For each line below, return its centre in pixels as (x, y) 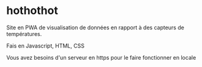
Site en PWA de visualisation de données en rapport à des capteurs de (95, 27)
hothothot (32, 11)
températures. (24, 33)
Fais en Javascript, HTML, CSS (45, 46)
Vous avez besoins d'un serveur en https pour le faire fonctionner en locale (101, 57)
